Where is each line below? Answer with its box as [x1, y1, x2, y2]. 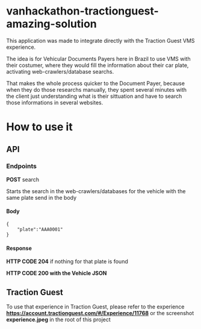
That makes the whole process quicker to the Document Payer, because [6, 80, 185, 87]
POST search [6, 176, 40, 183]
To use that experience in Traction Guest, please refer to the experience [6, 303, 185, 310]
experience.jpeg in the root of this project [6, 316, 111, 324]
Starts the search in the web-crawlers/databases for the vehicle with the [6, 187, 186, 194]
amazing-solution [6, 17, 97, 31]
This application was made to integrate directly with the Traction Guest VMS [6, 37, 195, 44]
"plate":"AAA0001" [17, 226, 63, 233]
